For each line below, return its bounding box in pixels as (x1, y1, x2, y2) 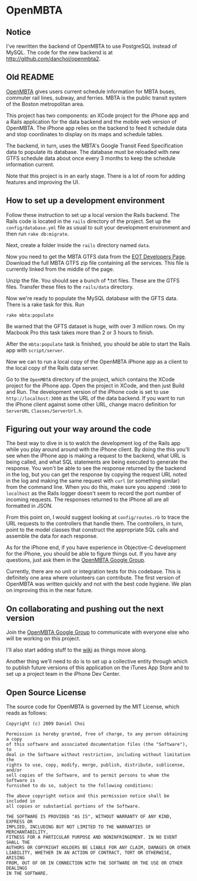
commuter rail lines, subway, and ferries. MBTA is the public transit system (6, 94, 187, 101)
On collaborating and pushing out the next (6, 604, 164, 614)
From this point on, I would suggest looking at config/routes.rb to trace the (6, 514, 189, 521)
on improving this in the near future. (6, 587, 93, 594)
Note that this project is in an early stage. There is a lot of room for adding (6, 172, 185, 179)
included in (6, 798, 35, 804)
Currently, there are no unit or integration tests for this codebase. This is (6, 568, 181, 575)
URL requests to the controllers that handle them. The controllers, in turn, (6, 520, 183, 527)
